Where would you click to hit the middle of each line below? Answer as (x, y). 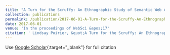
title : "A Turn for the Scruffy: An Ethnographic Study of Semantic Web (83, 10)
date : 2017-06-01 (24, 24)
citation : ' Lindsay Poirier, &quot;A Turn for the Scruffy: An (74, 33)
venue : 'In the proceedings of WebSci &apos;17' (57, 28)
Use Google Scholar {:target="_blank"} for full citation (61, 47)
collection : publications (32, 14)
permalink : (17, 19)
